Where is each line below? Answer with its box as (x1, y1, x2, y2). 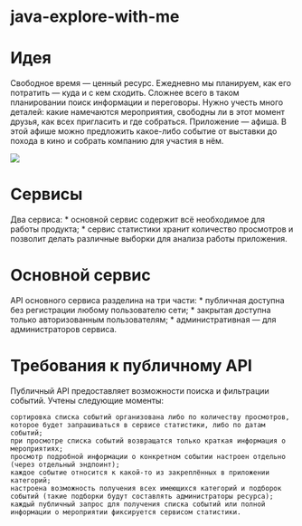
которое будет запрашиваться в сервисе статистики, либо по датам (10, 420, 266, 429)
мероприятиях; (10, 444, 64, 454)
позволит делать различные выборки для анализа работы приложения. (10, 234, 288, 244)
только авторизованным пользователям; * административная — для (10, 314, 277, 325)
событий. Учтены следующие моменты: (10, 395, 165, 406)
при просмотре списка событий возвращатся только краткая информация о (10, 436, 286, 445)
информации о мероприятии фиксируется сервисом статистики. (10, 507, 242, 517)
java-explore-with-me (10, 6, 180, 27)
